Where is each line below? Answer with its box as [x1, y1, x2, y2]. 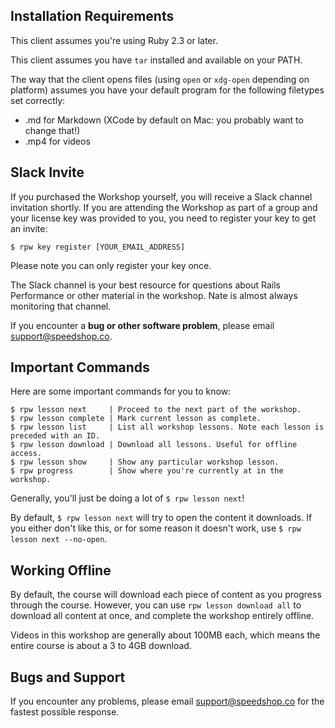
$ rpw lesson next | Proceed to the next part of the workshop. [10, 405, 302, 415]
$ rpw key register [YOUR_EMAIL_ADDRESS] [10, 242, 186, 252]
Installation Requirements [10, 8, 175, 25]
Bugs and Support [10, 669, 126, 686]
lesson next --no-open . [10, 533, 108, 545]
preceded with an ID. [10, 431, 101, 441]
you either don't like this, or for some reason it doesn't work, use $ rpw [10, 522, 302, 534]
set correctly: [10, 94, 66, 106]
